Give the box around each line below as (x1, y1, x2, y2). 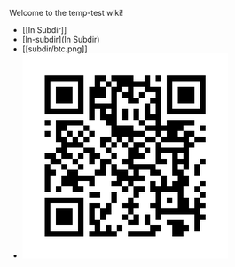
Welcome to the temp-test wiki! (9, 8, 124, 18)
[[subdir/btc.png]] (21, 43, 88, 54)
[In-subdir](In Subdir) (21, 35, 100, 44)
